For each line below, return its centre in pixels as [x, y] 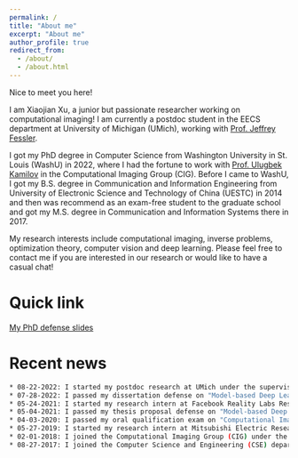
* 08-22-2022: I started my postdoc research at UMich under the [132, 387]
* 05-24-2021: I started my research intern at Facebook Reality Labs [142, 404]
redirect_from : [37, 51]
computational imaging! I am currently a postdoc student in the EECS [135, 119]
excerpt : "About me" [47, 34]
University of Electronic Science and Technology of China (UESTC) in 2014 [146, 193]
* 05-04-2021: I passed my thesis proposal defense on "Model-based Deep [149, 412]
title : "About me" [43, 26]
